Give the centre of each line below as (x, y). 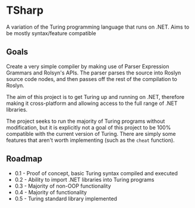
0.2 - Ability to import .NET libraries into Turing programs (84, 179)
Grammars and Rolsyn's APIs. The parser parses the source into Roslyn (94, 73)
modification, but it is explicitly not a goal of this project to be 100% (89, 127)
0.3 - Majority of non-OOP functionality (63, 186)
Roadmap (24, 159)
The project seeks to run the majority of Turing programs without (86, 121)
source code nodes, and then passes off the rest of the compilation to (92, 79)
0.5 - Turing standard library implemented (66, 198)
